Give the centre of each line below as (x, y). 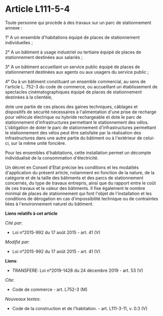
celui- (149, 138)
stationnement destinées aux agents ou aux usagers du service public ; (77, 72)
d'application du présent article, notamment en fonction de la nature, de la (80, 172)
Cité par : (14, 223)
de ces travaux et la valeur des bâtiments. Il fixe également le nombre (75, 188)
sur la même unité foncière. (38, 143)
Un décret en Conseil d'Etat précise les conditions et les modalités (72, 167)
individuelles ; (19, 42)
